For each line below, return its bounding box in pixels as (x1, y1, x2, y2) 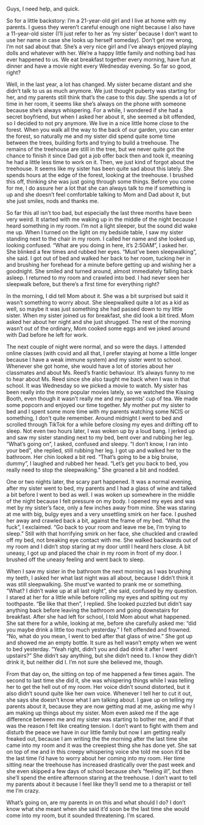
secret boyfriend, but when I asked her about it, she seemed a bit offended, (6, 113, 196, 120)
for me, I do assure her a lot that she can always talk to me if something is (6, 184, 192, 192)
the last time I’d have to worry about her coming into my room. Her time (6, 755, 185, 762)
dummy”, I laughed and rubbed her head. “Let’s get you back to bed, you (6, 460, 189, 467)
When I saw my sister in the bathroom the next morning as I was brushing (6, 567, 191, 575)
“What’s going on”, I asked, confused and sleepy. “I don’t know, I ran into (6, 441, 188, 447)
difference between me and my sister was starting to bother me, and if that (6, 716, 194, 722)
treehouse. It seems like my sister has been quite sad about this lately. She (6, 165, 194, 172)
